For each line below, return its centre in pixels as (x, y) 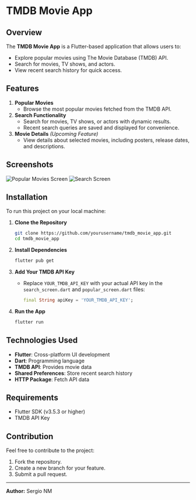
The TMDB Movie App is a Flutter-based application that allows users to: (94, 46)
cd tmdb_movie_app (37, 239)
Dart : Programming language (49, 361)
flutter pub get (34, 261)
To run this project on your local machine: (56, 211)
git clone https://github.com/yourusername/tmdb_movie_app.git (93, 233)
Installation (27, 197)
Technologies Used (42, 340)
